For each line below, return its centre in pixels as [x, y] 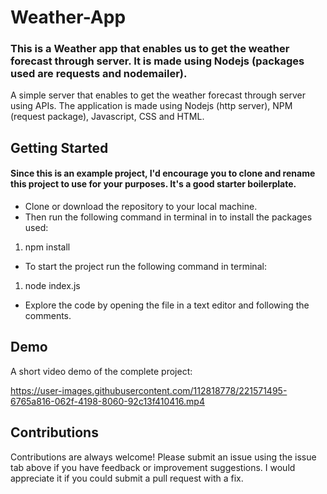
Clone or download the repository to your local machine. [141, 207]
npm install [47, 247]
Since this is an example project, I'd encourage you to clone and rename [163, 173]
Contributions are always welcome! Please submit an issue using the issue [163, 457]
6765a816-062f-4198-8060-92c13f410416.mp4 [107, 401]
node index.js [52, 286]
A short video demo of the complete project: [101, 371]
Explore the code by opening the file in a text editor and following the [167, 305]
